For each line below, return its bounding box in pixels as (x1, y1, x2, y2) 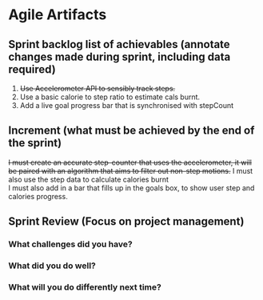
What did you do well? (8, 260, 96, 271)
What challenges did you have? (8, 238, 133, 250)
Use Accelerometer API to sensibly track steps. (19, 84, 176, 93)
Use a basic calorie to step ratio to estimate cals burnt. (19, 92, 201, 102)
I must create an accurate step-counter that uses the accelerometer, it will (8, 158, 252, 167)
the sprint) (8, 136, 62, 150)
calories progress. (8, 191, 68, 201)
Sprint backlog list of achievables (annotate (8, 38, 230, 51)
